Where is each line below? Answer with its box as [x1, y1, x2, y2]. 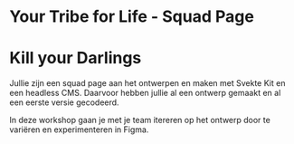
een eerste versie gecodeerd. [9, 97, 119, 108]
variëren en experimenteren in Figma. [9, 124, 149, 135]
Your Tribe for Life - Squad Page [9, 6, 255, 27]
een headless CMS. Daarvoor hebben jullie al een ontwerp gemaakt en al [9, 88, 281, 99]
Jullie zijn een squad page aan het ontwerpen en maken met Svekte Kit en [9, 78, 286, 89]
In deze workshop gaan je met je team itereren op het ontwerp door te [9, 115, 271, 126]
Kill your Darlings [9, 48, 142, 69]
